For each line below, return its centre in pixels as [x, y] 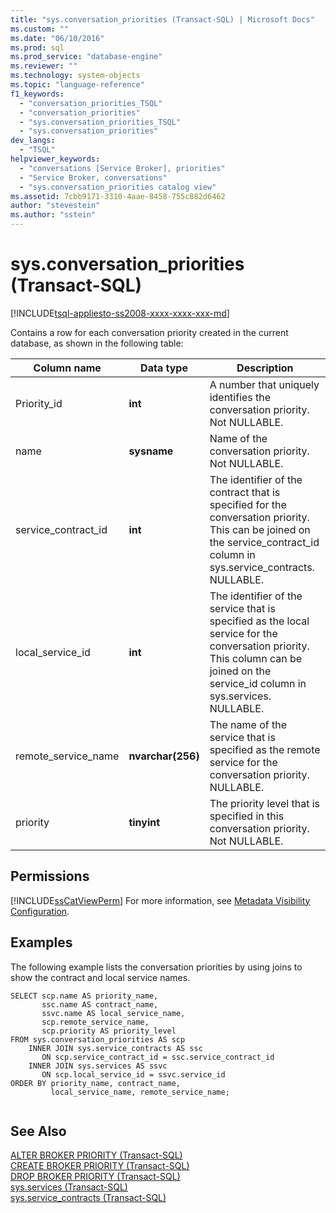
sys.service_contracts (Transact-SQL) [88, 1198]
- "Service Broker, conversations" [93, 177]
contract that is [245, 492]
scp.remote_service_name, [95, 1022]
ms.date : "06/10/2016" [57, 38]
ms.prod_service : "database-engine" [86, 57]
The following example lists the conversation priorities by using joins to [156, 967]
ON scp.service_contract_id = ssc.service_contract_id [158, 1057]
